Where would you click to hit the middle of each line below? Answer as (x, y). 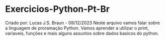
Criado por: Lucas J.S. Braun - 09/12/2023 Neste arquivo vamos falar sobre (82, 23)
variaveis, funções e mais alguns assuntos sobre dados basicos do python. (82, 33)
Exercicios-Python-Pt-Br (58, 9)
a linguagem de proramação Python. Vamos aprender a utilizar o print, (77, 28)
